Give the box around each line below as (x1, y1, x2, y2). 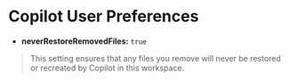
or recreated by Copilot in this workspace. (29, 62, 185, 73)
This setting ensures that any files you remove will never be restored (29, 53, 281, 63)
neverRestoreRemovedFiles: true (20, 36, 148, 46)
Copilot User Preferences (8, 6, 199, 27)
